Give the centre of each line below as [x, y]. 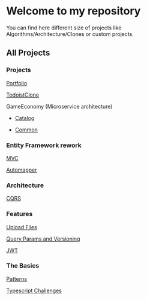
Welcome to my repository [73, 11]
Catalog [25, 118]
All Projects [28, 53]
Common [26, 130]
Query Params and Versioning [43, 239]
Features [19, 214]
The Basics [23, 266]
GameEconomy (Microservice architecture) [59, 106]
